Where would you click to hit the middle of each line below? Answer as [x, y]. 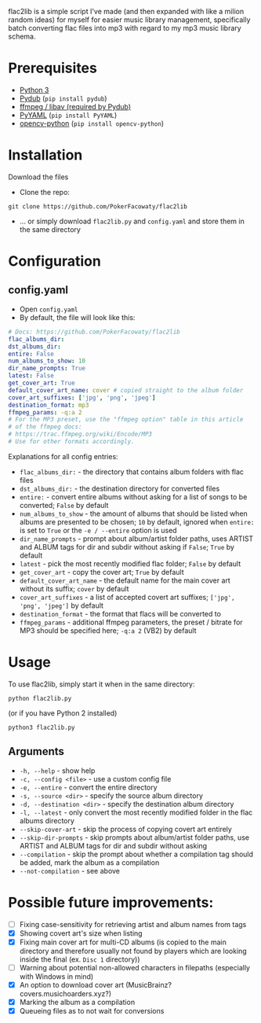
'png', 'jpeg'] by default [62, 605]
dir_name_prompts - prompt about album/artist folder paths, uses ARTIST [136, 539]
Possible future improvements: [111, 902]
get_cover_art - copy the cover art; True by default [101, 572]
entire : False [31, 354]
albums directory [47, 820]
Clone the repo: [45, 192]
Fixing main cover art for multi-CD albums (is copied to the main [123, 942]
